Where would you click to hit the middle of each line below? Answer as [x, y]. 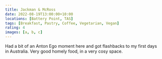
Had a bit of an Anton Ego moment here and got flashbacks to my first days [81, 46]
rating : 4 [15, 28]
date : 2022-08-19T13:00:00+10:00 [39, 14]
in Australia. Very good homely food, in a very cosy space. [64, 51]
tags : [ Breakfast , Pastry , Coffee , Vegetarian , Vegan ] [62, 23]
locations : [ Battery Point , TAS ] [39, 19]
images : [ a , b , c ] [24, 32]
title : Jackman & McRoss [30, 10]
